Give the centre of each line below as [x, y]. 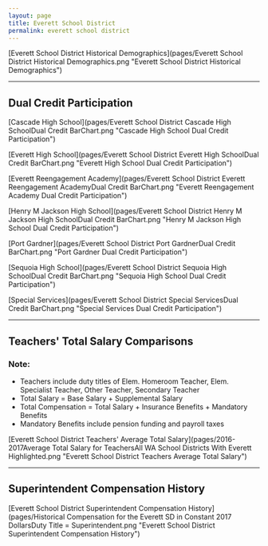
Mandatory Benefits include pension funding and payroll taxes [122, 424]
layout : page [30, 16]
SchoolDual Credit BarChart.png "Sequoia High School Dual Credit [117, 276]
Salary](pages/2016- [201, 439]
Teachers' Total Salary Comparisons [101, 341]
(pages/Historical [37, 516]
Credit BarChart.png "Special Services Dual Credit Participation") [115, 309]
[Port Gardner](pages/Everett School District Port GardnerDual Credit [122, 244]
